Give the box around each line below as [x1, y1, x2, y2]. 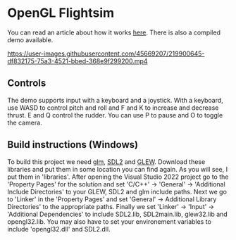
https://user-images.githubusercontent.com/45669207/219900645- [7, 49, 205, 58]
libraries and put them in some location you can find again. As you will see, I [7, 165, 228, 173]
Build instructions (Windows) [7, 139, 139, 151]
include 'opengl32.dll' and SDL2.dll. [7, 225, 111, 233]
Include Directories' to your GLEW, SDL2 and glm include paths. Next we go [7, 187, 228, 196]
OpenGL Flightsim [7, 5, 115, 21]
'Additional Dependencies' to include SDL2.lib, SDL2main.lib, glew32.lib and [7, 210, 228, 218]
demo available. [7, 35, 54, 44]
